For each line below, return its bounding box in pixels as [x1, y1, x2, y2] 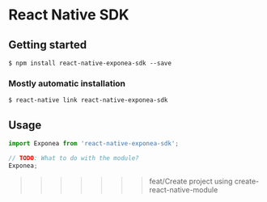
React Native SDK [8, 6, 129, 24]
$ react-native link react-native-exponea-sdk [8, 96, 168, 104]
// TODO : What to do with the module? [8, 154, 139, 162]
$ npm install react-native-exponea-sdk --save [8, 59, 172, 67]
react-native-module [149, 184, 218, 195]
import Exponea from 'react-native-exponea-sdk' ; [8, 140, 180, 148]
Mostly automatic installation [8, 78, 126, 89]
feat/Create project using [149, 176, 233, 186]
